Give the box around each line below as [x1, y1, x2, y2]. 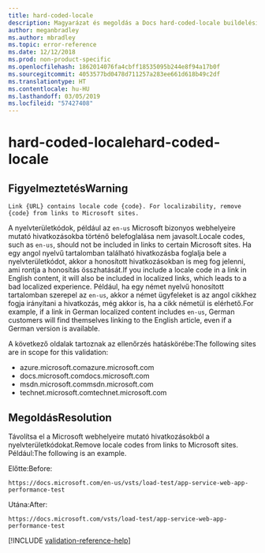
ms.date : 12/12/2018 [8, 48, 77, 56]
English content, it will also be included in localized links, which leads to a [8, 274, 247, 283]
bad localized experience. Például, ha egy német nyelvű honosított [8, 282, 225, 292]
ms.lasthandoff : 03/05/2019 [8, 92, 101, 100]
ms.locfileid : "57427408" [8, 99, 93, 107]
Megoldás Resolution [8, 411, 112, 424]
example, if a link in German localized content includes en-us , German [8, 307, 235, 316]
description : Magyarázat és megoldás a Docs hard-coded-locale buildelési [8, 19, 259, 27]
